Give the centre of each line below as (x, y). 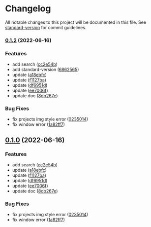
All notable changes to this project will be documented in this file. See (76, 22)
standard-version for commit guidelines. (46, 27)
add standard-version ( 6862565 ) (45, 70)
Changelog (28, 9)
